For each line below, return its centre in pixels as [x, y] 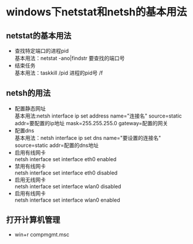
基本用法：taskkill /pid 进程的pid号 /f [59, 73]
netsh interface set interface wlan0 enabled [67, 200]
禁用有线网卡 [30, 166]
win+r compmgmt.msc [42, 234]
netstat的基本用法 [39, 36]
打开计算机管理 [33, 220]
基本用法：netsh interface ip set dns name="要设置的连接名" [88, 138]
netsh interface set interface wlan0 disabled [68, 186]
